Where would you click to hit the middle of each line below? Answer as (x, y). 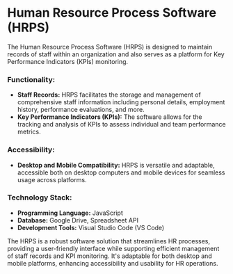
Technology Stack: (40, 198)
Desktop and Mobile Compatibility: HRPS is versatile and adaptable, (116, 165)
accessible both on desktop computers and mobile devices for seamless (121, 172)
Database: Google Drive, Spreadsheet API (78, 220)
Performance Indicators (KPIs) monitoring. (68, 61)
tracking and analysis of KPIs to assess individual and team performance (121, 124)
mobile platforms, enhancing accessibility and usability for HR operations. (113, 263)
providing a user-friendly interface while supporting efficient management (113, 248)
